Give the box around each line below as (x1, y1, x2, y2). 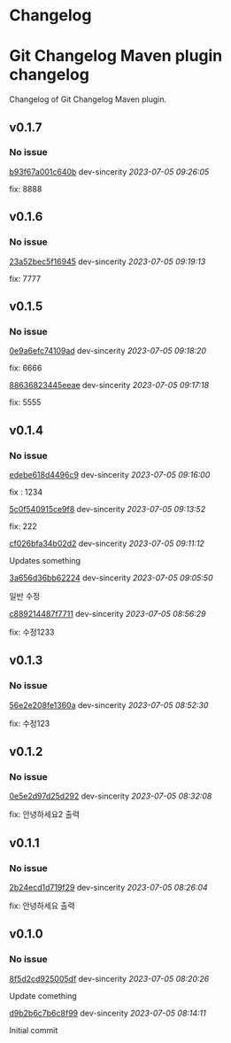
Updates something (9, 555, 81, 565)
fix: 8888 (9, 183, 42, 194)
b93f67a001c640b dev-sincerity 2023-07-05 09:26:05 (9, 166, 210, 177)
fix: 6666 (9, 362, 42, 373)
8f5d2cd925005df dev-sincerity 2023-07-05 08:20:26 (9, 973, 210, 984)
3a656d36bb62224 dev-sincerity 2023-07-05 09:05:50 (9, 572, 213, 583)
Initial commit (9, 1024, 58, 1035)
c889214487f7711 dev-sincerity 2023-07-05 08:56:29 (9, 608, 206, 619)
